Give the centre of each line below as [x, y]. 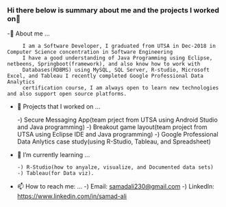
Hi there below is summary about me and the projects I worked [113, 10]
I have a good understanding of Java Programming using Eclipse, [117, 58]
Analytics [21, 82]
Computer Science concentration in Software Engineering [90, 52]
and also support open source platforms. [67, 94]
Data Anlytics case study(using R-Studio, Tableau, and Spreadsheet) [114, 141]
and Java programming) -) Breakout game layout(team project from [112, 127]
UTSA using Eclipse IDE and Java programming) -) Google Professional [117, 135]
